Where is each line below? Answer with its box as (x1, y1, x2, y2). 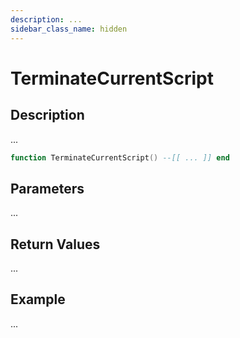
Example (10, 291, 66, 308)
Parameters (10, 180, 85, 197)
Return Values (10, 236, 101, 253)
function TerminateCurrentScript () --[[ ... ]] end (10, 152, 230, 163)
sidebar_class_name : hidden (10, 24, 128, 34)
